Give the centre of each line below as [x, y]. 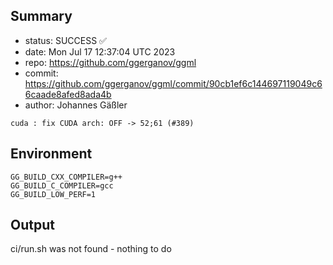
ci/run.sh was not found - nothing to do [91, 249]
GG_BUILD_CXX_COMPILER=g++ [66, 177]
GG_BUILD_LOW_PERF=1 [53, 194]
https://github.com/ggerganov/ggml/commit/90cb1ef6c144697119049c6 [173, 83]
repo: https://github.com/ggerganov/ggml [110, 62]
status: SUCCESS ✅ [65, 40]
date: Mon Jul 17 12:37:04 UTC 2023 [100, 51]
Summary [41, 16]
